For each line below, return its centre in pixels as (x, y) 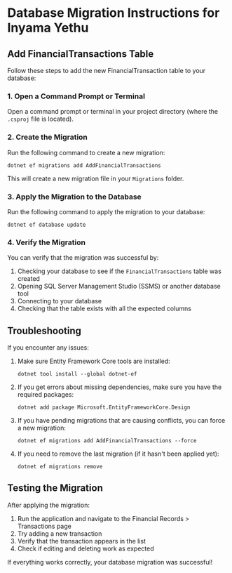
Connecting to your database (60, 301)
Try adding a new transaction (60, 533)
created (29, 279)
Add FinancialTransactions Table (81, 54)
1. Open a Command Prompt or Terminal (76, 96)
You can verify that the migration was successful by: (83, 258)
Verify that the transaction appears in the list (81, 541)
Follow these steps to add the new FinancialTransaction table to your (107, 71)
